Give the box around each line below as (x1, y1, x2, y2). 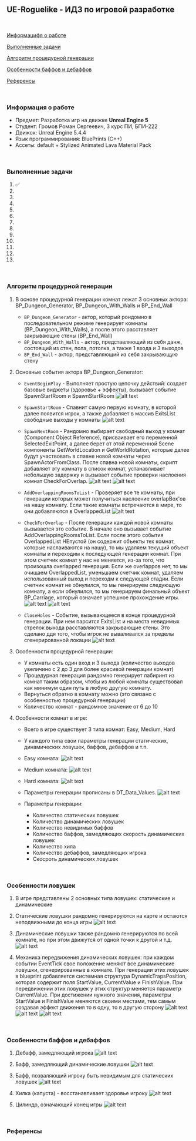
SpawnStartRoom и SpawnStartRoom (23, 392, 115, 399)
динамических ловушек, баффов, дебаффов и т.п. (23, 743, 148, 750)
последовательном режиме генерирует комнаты (23, 320, 147, 327)
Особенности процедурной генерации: (15, 647, 114, 655)
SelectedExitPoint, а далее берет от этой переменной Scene (23, 440, 174, 447)
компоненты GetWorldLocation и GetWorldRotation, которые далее (23, 446, 190, 453)
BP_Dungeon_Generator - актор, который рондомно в (23, 313, 152, 320)
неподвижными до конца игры (15, 919, 93, 925)
